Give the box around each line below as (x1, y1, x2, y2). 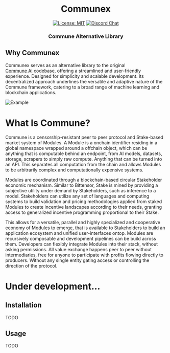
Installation (5, 301, 42, 310)
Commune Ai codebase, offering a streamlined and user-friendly (5, 68, 141, 74)
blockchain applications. (5, 89, 57, 95)
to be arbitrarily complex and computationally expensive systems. (5, 167, 144, 173)
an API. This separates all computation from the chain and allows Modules (5, 161, 161, 167)
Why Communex (5, 49, 60, 57)
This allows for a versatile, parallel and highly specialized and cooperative (5, 219, 161, 225)
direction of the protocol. (5, 262, 58, 269)
